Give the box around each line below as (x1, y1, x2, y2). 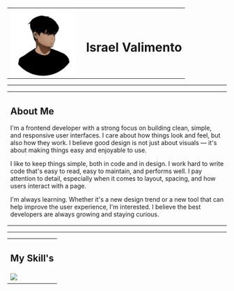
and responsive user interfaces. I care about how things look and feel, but (10, 130, 221, 140)
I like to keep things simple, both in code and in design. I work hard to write (10, 159, 224, 167)
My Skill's (10, 252, 54, 264)
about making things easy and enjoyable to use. (10, 146, 147, 154)
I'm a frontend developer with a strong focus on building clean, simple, (10, 124, 212, 132)
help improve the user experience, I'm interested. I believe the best (10, 202, 201, 211)
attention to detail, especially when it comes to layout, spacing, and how (10, 174, 216, 182)
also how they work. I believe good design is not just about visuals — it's (10, 138, 217, 147)
